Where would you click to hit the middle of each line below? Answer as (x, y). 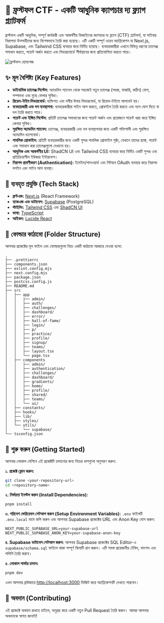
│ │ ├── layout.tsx (30, 352)
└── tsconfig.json (24, 434)
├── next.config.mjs (27, 273)
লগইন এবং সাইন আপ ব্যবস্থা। (33, 168)
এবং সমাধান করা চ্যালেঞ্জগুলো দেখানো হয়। (42, 146)
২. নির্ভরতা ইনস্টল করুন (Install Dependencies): (47, 495)
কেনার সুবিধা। (22, 123)
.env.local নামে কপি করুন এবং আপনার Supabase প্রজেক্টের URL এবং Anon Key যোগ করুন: (80, 519)
